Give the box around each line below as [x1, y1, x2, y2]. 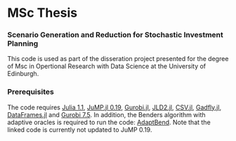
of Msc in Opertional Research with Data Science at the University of [7, 62, 206, 71]
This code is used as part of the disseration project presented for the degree [7, 55, 229, 63]
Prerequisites [7, 87, 54, 97]
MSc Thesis [7, 5, 78, 21]
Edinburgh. [7, 69, 39, 78]
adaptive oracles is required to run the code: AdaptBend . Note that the [7, 118, 211, 126]
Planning [7, 39, 39, 48]
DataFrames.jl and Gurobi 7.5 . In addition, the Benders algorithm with [7, 110, 206, 119]
